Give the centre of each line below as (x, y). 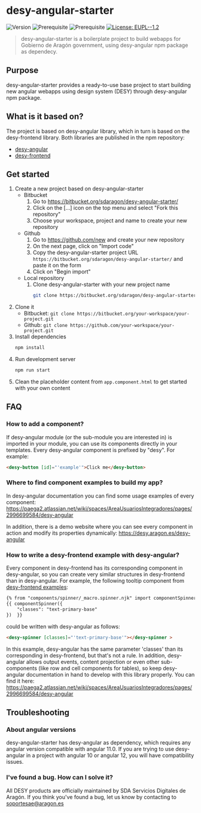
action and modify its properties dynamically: (62, 533)
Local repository (44, 278)
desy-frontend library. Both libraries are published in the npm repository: (95, 137)
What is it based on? (45, 117)
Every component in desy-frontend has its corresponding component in (95, 568)
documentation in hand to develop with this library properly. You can (110, 674)
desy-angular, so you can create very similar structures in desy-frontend (96, 574)
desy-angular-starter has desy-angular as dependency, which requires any (99, 743)
